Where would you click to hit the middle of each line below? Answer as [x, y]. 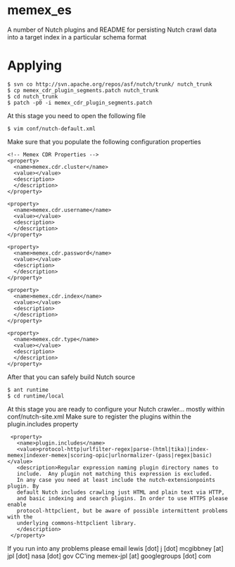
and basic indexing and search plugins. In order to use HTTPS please [122, 498]
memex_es [39, 10]
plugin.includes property [43, 423]
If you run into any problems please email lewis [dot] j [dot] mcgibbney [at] [115, 548]
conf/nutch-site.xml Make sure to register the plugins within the [99, 416]
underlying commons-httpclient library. [77, 523]
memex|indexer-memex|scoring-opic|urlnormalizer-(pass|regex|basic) [110, 455]
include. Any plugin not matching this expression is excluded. [114, 473]
